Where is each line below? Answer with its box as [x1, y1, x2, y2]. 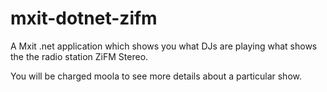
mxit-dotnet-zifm [10, 7, 158, 30]
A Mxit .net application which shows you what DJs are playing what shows [10, 40, 318, 52]
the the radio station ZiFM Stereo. [10, 50, 149, 62]
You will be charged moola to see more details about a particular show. [10, 70, 302, 82]
